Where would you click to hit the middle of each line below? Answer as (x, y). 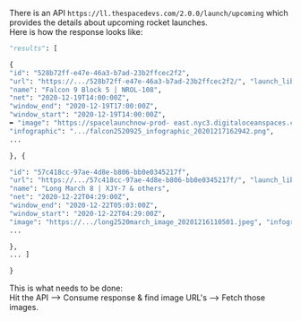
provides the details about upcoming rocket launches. (108, 22)
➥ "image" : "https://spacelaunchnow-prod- (90, 123)
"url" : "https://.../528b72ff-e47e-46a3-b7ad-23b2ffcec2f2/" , (128, 81)
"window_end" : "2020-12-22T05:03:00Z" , (84, 205)
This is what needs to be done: (66, 288)
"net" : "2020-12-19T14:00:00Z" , (69, 98)
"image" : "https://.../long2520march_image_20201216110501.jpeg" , (136, 222)
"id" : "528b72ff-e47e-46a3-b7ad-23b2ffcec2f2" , (100, 73)
